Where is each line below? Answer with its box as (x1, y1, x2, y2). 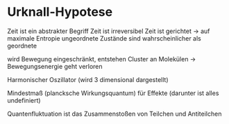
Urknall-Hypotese (7, 4, 113, 20)
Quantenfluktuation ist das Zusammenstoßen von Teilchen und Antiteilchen (7, 110, 222, 118)
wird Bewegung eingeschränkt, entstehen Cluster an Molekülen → (7, 54, 196, 63)
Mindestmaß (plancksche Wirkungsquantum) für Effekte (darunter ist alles (7, 89, 219, 97)
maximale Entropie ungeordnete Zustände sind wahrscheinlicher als (7, 34, 201, 42)
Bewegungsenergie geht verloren (7, 62, 103, 70)
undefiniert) (7, 96, 41, 104)
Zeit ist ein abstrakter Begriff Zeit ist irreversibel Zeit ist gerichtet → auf (7, 27, 210, 35)
